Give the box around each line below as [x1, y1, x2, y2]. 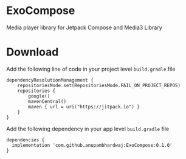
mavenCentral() [28, 98, 67, 104]
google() [28, 93, 50, 99]
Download [6, 45, 59, 59]
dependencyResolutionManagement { [6, 77, 94, 83]
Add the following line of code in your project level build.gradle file [6, 65, 176, 72]
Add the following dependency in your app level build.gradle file [6, 125, 170, 132]
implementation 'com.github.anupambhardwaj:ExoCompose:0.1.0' [12, 142, 173, 148]
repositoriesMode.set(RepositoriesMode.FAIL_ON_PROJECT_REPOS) [17, 82, 181, 88]
